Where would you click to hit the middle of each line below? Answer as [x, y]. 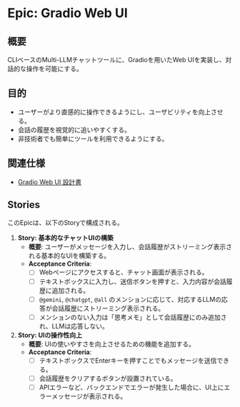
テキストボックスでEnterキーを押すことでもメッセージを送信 [128, 360]
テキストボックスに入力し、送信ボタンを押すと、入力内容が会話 [132, 281]
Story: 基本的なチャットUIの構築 [65, 238]
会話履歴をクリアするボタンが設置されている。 [108, 378]
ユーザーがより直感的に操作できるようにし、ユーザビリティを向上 [114, 111]
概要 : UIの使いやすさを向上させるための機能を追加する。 [111, 343]
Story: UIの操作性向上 [50, 335]
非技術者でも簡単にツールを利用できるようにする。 [93, 139]
